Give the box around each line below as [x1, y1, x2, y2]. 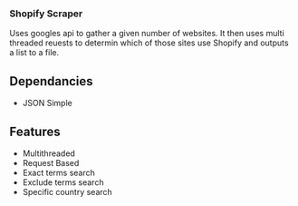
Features [9, 123, 61, 139]
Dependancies [9, 74, 93, 89]
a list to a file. [9, 47, 60, 58]
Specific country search [22, 186, 113, 197]
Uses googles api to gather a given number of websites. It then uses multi [9, 28, 285, 39]
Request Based [22, 157, 80, 168]
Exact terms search [22, 167, 95, 178]
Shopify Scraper [9, 7, 83, 20]
